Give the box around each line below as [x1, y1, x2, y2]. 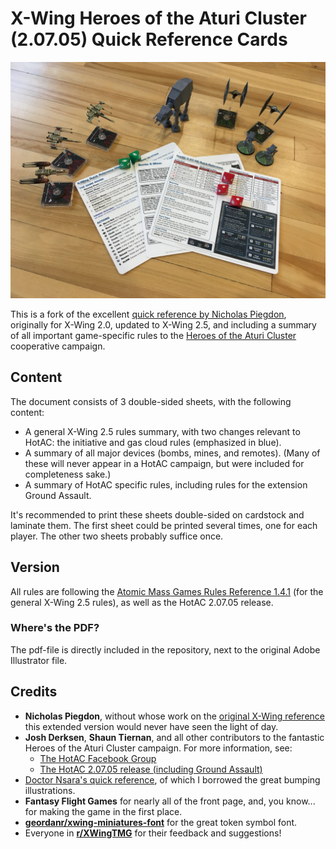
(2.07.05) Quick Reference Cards [10, 28, 288, 51]
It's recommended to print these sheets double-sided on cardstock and [10, 508, 305, 521]
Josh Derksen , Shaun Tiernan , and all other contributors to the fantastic [24, 731, 325, 743]
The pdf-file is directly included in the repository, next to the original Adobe [10, 643, 321, 656]
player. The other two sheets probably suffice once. [10, 530, 224, 542]
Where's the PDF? [10, 621, 100, 635]
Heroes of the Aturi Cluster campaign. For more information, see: [24, 742, 293, 754]
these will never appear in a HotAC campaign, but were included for [24, 457, 305, 469]
